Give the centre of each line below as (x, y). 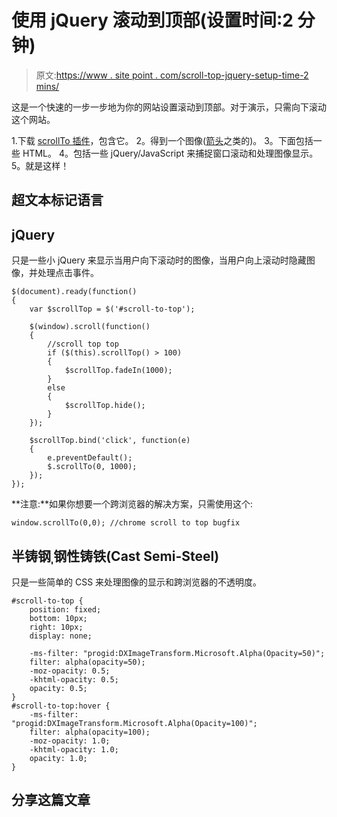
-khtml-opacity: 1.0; (74, 749)
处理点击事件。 (68, 273)
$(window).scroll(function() (90, 327)
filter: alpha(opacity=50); (87, 662)
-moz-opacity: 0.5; (70, 671)
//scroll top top (83, 344)
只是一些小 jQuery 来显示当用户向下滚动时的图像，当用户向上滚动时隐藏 (159, 260)
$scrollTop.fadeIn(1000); (118, 371)
